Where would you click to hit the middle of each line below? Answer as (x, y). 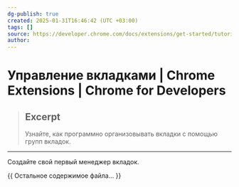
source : (19, 34)
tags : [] (20, 27)
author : (19, 41)
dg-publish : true (33, 14)
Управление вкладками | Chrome (111, 76)
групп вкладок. (48, 141)
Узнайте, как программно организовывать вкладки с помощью (121, 134)
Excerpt (42, 117)
